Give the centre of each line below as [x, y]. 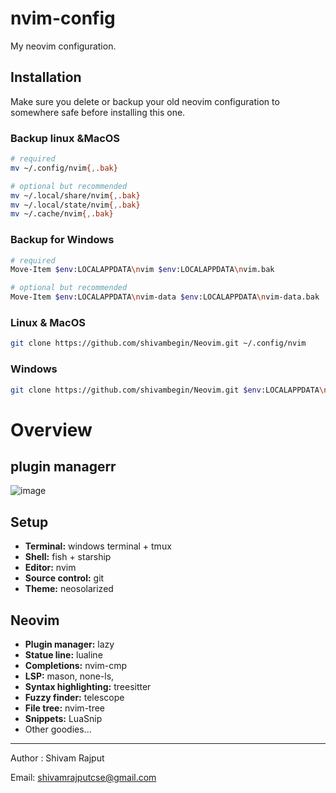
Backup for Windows [62, 240]
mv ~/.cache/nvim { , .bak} [62, 214]
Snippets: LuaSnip [63, 719]
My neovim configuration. [63, 46]
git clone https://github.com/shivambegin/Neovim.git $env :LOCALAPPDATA [165, 390]
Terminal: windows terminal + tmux [98, 546]
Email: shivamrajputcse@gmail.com [83, 778]
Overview [51, 429]
